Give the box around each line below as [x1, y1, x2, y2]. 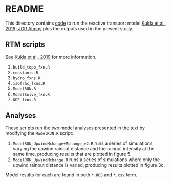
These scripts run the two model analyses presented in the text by [5, 125, 145, 131]
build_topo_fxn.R [12, 64, 50, 70]
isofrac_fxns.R [12, 81, 46, 86]
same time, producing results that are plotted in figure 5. [12, 151, 132, 157]
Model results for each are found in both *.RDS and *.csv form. [5, 172, 137, 178]
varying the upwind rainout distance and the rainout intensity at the [12, 145, 155, 151]
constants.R [12, 70, 38, 75]
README [5, 3, 44, 15]
